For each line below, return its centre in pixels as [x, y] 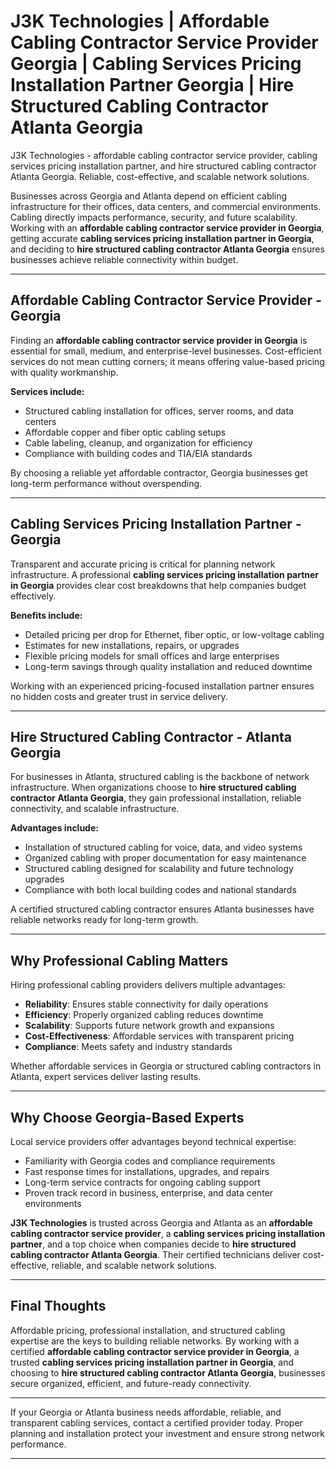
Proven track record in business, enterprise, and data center [149, 1193]
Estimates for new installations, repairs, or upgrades [132, 645]
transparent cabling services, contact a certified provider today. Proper [156, 1422]
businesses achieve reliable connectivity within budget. [124, 259]
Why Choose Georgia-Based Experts [127, 1117]
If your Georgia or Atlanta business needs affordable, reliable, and [146, 1412]
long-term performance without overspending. [106, 483]
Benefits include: [46, 615]
